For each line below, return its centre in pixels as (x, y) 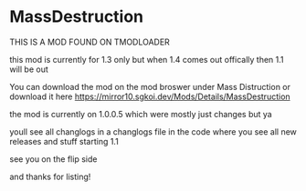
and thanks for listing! (50, 176)
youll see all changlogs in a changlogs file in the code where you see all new (153, 131)
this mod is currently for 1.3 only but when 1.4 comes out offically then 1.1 (147, 59)
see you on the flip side (53, 159)
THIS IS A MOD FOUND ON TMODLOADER (90, 42)
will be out (29, 69)
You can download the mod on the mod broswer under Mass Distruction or (150, 86)
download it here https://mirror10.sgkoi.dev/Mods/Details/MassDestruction (150, 96)
